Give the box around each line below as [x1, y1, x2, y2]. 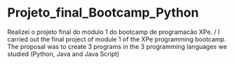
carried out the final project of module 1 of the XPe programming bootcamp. [7, 35, 226, 43]
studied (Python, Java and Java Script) [7, 50, 120, 58]
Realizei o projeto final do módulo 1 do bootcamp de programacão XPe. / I [7, 28, 220, 36]
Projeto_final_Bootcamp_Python [7, 5, 199, 21]
